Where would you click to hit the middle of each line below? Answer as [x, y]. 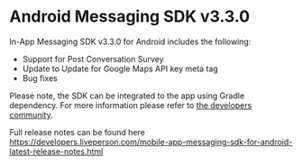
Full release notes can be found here [78, 132]
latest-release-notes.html [56, 151]
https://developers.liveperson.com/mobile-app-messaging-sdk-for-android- [151, 142]
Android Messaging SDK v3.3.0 [130, 17]
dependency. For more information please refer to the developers [131, 105]
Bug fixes [40, 78]
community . [32, 115]
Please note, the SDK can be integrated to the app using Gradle [127, 96]
